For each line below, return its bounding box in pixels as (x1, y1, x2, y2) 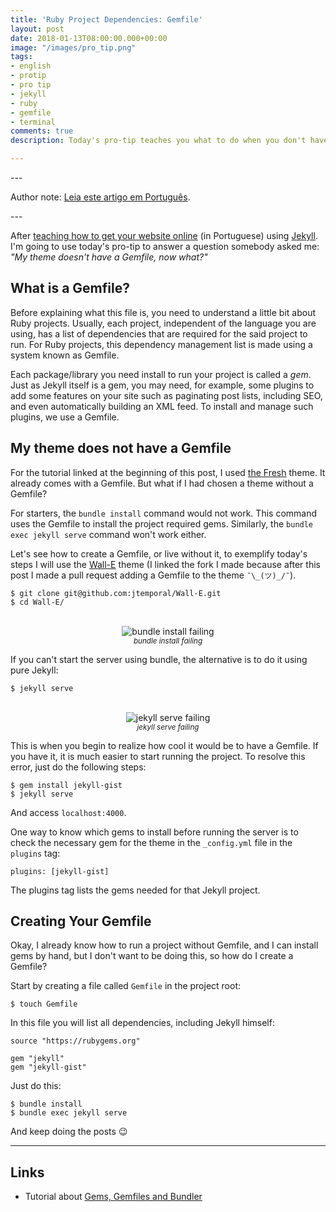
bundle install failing (133, 636, 203, 646)
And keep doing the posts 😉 (10, 1126, 128, 1138)
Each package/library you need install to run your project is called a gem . (10, 368, 312, 380)
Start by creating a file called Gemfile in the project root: (10, 980, 242, 992)
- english (10, 61, 52, 71)
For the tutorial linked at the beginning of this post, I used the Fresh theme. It (10, 466, 326, 478)
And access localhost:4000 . (10, 806, 127, 818)
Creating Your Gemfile (10, 913, 152, 930)
